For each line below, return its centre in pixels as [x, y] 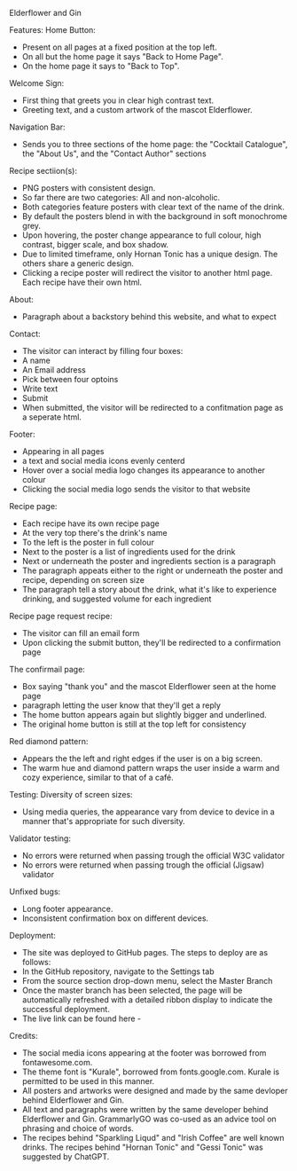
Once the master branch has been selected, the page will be [132, 990]
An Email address [54, 370]
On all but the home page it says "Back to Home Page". [122, 56]
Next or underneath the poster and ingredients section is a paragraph [149, 561]
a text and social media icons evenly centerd [103, 461]
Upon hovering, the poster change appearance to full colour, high [141, 235]
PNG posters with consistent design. [89, 188]
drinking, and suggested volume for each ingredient [117, 599]
